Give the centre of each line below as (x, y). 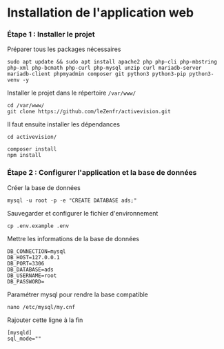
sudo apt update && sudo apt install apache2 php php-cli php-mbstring (112, 62)
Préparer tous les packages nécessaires (64, 49)
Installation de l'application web (101, 13)
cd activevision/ (32, 137)
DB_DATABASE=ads (30, 270)
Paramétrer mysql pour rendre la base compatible (78, 294)
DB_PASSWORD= (26, 281)
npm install (24, 155)
